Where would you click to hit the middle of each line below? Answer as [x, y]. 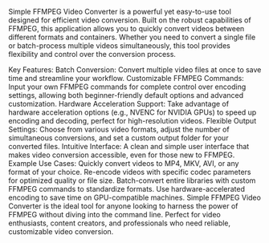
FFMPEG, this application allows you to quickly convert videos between [126, 28]
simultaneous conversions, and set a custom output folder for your [118, 138]
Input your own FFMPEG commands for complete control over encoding [127, 87]
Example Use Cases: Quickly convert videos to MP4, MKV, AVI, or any [124, 163]
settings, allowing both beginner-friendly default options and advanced [126, 95]
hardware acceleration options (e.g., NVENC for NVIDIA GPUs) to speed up [132, 112]
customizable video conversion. [61, 231]
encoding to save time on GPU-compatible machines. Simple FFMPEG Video [134, 197]
